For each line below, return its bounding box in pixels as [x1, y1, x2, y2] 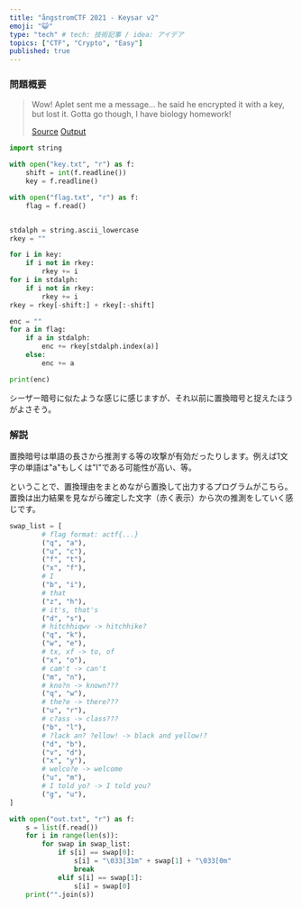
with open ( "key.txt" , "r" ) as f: [9, 160, 135, 170]
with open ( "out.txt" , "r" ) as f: [9, 814, 135, 823]
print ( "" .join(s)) [25, 890, 95, 899]
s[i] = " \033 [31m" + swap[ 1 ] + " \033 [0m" [73, 857, 232, 866]
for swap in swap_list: [41, 839, 131, 848]
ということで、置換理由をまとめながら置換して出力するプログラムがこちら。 [9, 481, 293, 491]
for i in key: [9, 250, 63, 260]
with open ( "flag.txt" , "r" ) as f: [9, 193, 140, 202]
